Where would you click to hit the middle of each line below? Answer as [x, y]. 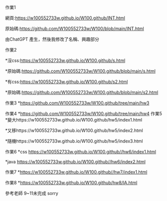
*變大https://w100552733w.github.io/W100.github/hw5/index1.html [74, 120]
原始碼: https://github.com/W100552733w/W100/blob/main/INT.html [75, 28]
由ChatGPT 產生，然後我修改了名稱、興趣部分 [52, 39]
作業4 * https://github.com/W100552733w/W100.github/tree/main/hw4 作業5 [84, 113]
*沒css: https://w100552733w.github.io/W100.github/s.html [65, 60]
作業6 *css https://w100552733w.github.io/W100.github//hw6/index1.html [81, 152]
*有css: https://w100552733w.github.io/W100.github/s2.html [67, 82]
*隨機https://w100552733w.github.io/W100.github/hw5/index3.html [74, 141]
